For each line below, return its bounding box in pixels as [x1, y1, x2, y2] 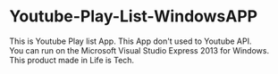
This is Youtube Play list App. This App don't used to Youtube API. [9, 36, 252, 46]
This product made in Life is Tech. [9, 54, 135, 65]
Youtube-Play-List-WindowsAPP [9, 6, 257, 27]
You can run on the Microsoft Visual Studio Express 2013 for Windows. [9, 45, 270, 55]
